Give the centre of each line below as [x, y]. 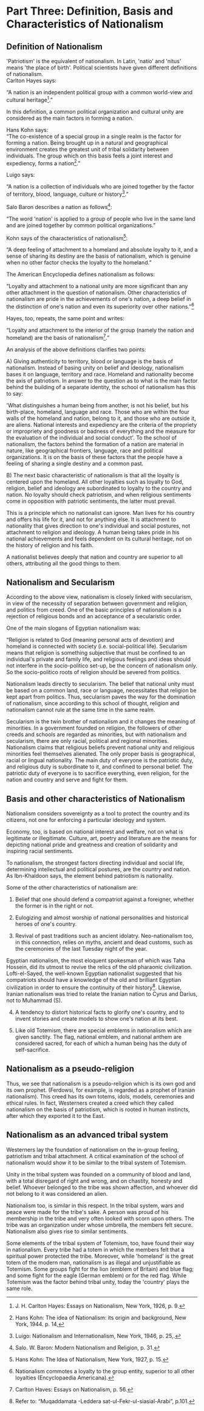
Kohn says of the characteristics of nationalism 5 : [67, 237]
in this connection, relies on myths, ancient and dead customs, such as [104, 942]
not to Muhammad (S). [34, 1000]
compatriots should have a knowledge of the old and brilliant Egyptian [93, 980]
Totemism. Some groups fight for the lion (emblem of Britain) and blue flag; [100, 1269]
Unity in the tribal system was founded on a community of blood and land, [99, 1174]
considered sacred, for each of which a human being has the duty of [101, 1043]
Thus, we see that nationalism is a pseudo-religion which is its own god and [101, 1083]
